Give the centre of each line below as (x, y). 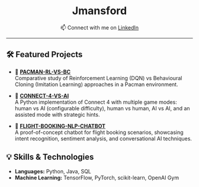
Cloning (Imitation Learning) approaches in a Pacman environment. (97, 84)
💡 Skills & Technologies (50, 157)
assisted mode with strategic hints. (57, 114)
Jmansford (99, 11)
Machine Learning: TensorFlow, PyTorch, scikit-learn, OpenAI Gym (97, 178)
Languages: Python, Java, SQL (53, 171)
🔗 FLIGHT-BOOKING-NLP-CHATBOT (60, 126)
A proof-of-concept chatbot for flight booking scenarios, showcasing (99, 132)
